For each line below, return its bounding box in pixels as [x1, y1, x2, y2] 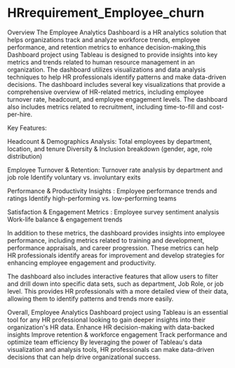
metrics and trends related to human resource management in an [7, 57, 195, 66]
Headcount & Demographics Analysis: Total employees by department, [7, 137, 212, 145]
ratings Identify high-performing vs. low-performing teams [7, 194, 177, 203]
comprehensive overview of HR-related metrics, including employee [7, 88, 205, 96]
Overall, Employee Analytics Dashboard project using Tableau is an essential [7, 308, 229, 316]
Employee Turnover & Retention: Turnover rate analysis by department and [7, 165, 223, 174]
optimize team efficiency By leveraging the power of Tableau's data [7, 338, 203, 346]
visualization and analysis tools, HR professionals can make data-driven [7, 345, 215, 353]
